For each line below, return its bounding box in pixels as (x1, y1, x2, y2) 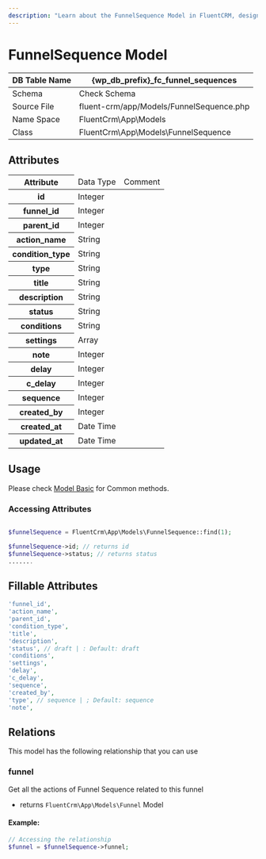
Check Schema (78, 88, 136, 99)
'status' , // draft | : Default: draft (8, 644, 140, 653)
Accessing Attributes (8, 503, 92, 514)
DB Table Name (12, 75, 72, 86)
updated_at (19, 435, 63, 447)
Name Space (12, 113, 61, 125)
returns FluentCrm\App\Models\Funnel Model (19, 800, 164, 809)
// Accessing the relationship (8, 835, 112, 843)
